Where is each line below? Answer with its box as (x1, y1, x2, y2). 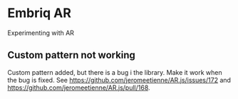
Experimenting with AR (7, 28, 75, 37)
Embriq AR (7, 5, 71, 21)
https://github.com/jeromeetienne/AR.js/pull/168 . (7, 83, 151, 92)
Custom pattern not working (7, 49, 135, 61)
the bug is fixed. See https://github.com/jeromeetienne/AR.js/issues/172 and (7, 75, 232, 84)
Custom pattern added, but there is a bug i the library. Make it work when (7, 68, 222, 76)
